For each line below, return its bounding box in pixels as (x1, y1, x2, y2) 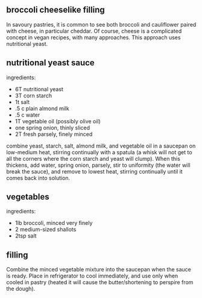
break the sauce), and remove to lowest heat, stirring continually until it (6, 167, 183, 175)
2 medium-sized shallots (14, 226, 77, 233)
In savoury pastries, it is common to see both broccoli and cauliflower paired (6, 21, 197, 28)
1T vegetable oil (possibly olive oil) (14, 117, 101, 125)
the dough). (6, 285, 36, 293)
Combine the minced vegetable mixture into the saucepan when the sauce (6, 266, 192, 273)
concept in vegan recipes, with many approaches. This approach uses (6, 33, 181, 41)
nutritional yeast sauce (6, 57, 95, 68)
